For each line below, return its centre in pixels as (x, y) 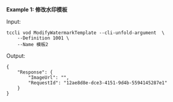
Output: (16, 56)
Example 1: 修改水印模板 (37, 9)
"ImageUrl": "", (49, 78)
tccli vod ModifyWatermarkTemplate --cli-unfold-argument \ (86, 33)
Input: (14, 22)
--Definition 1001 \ (43, 38)
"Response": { (35, 72)
